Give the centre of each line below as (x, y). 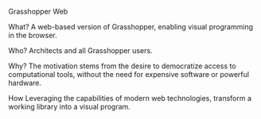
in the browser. (33, 35)
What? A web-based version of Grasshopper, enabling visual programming (130, 27)
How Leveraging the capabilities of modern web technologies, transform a (130, 98)
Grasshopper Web (38, 12)
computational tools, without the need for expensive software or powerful (129, 74)
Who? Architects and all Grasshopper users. (80, 50)
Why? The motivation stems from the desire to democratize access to (122, 66)
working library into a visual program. (70, 107)
